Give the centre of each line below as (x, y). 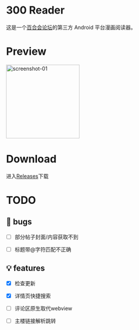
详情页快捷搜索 (33, 296)
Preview (26, 52)
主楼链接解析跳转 (35, 321)
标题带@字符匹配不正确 (43, 249)
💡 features (26, 268)
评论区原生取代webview (43, 308)
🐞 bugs (19, 222)
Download (31, 159)
